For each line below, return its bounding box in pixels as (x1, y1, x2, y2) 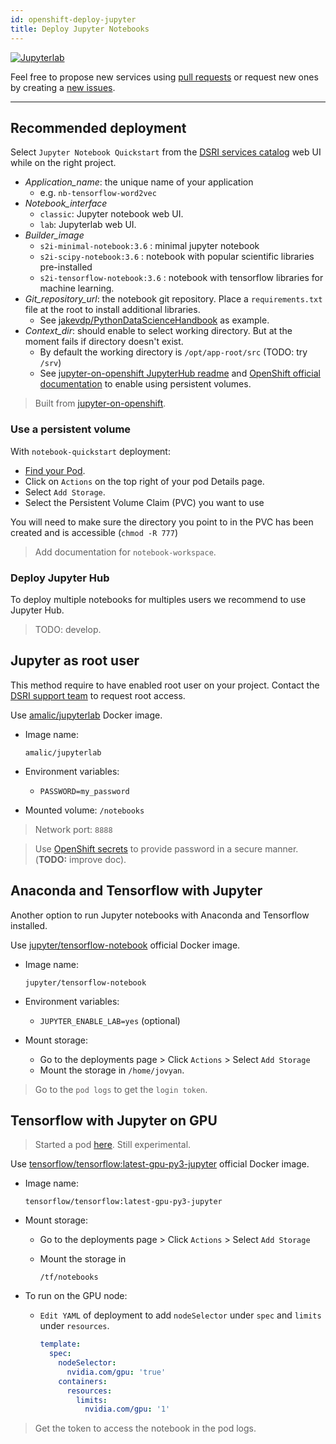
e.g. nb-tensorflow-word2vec (39, 187, 157, 199)
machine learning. (39, 282, 115, 295)
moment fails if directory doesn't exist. (24, 336, 184, 348)
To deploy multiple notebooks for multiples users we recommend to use (10, 593, 307, 605)
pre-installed (39, 261, 93, 273)
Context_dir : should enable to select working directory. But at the (24, 325, 293, 337)
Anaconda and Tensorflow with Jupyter (10, 882, 263, 900)
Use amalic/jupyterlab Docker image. (10, 709, 163, 721)
